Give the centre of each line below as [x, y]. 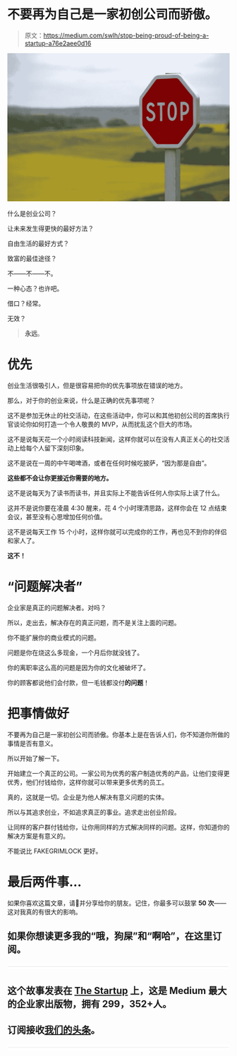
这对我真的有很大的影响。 [44, 911]
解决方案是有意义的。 [38, 836]
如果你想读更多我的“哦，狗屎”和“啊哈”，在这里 [110, 936]
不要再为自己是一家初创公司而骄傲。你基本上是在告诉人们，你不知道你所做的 [119, 734]
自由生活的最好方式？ [38, 243]
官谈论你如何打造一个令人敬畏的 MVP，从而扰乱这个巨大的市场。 [102, 425]
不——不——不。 [32, 274]
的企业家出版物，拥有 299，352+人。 [90, 1004]
